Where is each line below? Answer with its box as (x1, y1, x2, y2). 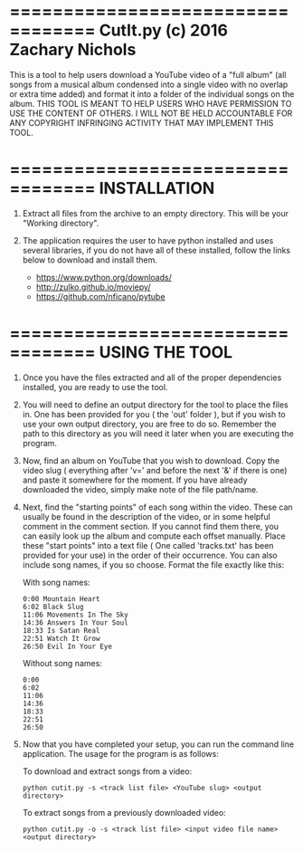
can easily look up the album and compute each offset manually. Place (22, 531, 287, 541)
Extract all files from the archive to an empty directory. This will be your (22, 207, 289, 218)
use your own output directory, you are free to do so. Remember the (22, 418, 277, 429)
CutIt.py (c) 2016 (99, 20, 229, 41)
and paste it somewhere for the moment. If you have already (22, 474, 248, 485)
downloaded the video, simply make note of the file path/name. (22, 483, 259, 494)
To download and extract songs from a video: (22, 766, 193, 777)
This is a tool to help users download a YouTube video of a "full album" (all (9, 69, 287, 80)
